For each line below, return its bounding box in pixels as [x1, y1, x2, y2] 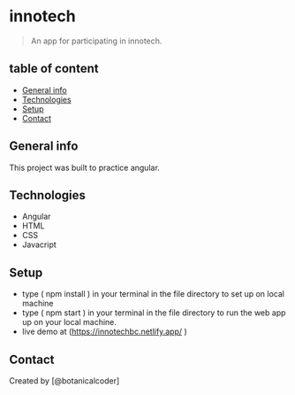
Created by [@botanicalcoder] [9, 376, 120, 386]
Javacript [21, 239, 57, 250]
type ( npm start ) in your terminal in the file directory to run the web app [21, 307, 286, 318]
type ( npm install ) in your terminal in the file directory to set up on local [21, 289, 285, 299]
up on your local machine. [21, 317, 117, 328]
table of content [9, 61, 99, 76]
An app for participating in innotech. [30, 35, 163, 46]
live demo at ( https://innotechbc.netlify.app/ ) [21, 326, 187, 337]
